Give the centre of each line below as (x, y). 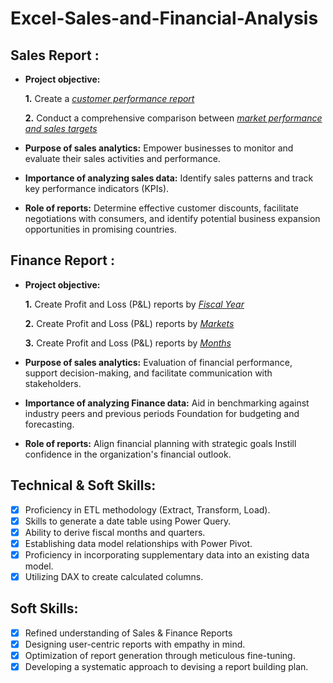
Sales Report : (55, 55)
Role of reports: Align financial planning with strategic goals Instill (160, 443)
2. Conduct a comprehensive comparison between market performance (173, 118)
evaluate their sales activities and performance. (122, 158)
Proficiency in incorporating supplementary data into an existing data (167, 554)
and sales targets (61, 128)
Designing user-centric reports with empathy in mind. (135, 644)
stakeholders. (53, 383)
